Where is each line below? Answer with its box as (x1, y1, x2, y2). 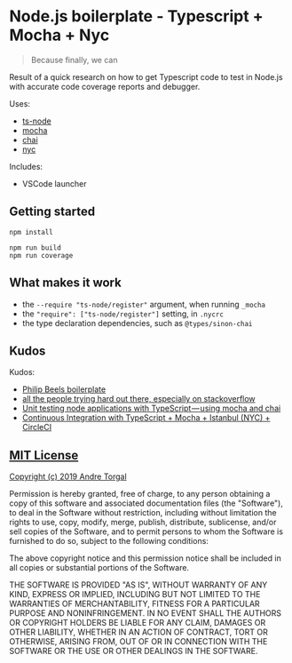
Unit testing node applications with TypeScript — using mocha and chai (21, 403, 281, 414)
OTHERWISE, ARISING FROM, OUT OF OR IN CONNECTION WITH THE (9, 636, 268, 647)
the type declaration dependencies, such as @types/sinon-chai (21, 317, 253, 328)
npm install (9, 228, 53, 236)
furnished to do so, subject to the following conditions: (9, 536, 209, 547)
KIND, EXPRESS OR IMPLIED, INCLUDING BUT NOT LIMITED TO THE (9, 589, 261, 600)
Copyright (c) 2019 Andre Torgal (9, 471, 127, 482)
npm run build (9, 243, 62, 252)
